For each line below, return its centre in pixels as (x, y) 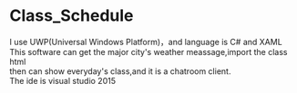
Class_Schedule (72, 16)
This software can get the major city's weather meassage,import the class (148, 51)
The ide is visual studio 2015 (63, 80)
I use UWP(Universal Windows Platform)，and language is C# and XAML (146, 42)
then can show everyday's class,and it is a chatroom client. (120, 71)
